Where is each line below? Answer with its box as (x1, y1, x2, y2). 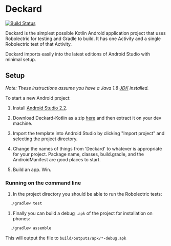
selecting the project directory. (12, 136, 78, 142)
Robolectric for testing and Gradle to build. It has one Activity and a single (5, 35, 161, 42)
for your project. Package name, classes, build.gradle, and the (12, 151, 144, 157)
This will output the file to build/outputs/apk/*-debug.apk (5, 235, 126, 241)
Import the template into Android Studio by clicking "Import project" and (12, 130, 165, 136)
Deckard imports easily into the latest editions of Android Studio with (5, 51, 150, 57)
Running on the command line (5, 179, 81, 186)
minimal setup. (5, 56, 36, 62)
